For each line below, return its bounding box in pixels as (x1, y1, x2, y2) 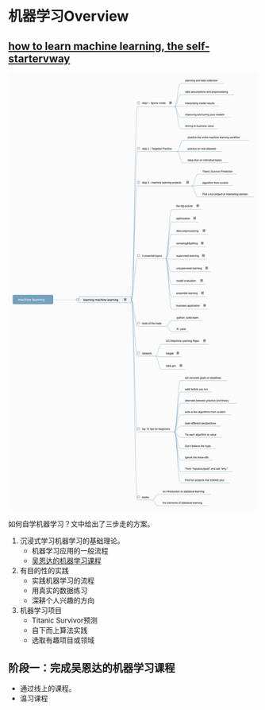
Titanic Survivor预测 (31, 615, 98, 625)
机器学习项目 (19, 606, 62, 615)
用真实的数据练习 (31, 586, 88, 596)
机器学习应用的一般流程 (31, 546, 109, 556)
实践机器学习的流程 (31, 576, 95, 585)
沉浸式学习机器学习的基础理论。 (19, 536, 125, 545)
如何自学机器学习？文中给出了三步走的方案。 (8, 519, 155, 529)
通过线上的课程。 (19, 684, 76, 693)
